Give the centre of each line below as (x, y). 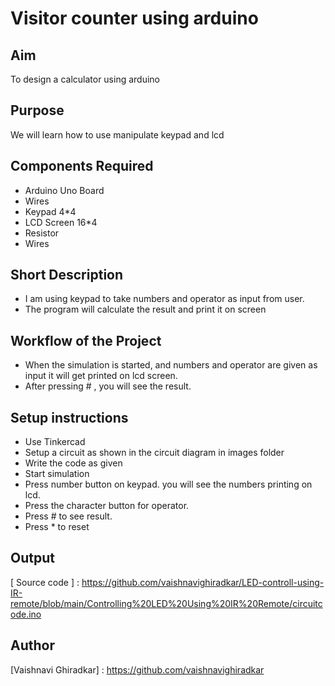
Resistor (42, 233)
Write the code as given (73, 463)
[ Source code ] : (45, 582)
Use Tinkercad (55, 442)
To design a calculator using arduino (85, 79)
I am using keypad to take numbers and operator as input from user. (164, 299)
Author (32, 645)
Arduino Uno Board (64, 190)
